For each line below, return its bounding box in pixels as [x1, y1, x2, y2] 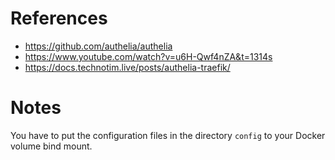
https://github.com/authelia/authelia [24, 40, 173, 52]
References [10, 7, 108, 30]
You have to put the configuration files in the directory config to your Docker [10, 129, 326, 141]
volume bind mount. [10, 140, 93, 152]
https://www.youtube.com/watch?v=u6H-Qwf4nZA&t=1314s [24, 50, 273, 62]
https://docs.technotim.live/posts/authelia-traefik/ [24, 61, 231, 73]
